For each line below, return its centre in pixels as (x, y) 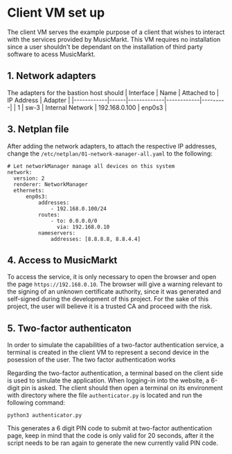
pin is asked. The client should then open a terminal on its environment (122, 388)
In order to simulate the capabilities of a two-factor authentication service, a (116, 345)
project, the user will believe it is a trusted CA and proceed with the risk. (110, 306)
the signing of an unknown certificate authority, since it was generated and (114, 292)
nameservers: (57, 233)
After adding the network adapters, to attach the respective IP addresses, (112, 146)
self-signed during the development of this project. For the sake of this (108, 299)
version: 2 (29, 178)
